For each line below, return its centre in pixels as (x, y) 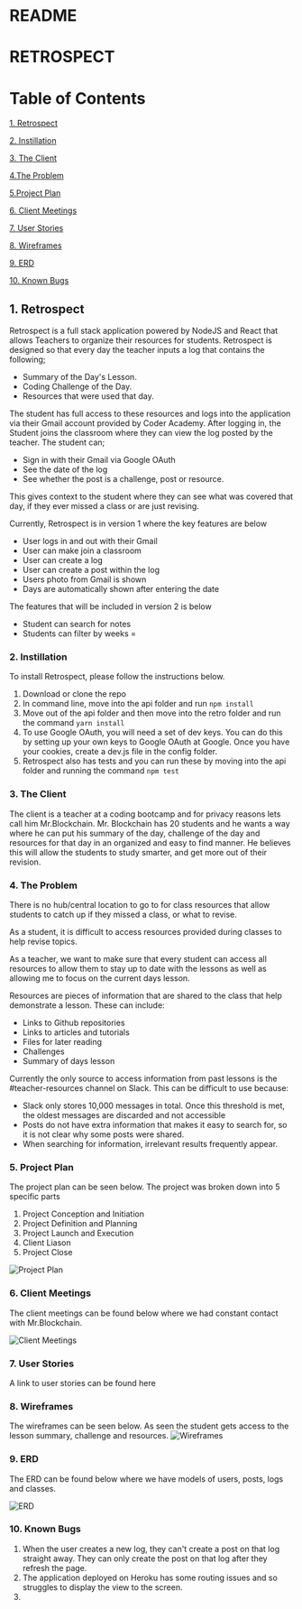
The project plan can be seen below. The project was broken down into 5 (145, 1187)
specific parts (35, 1197)
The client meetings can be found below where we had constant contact (144, 1313)
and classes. (33, 1488)
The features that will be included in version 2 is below (110, 606)
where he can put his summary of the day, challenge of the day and (135, 833)
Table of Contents (78, 98)
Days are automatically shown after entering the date (120, 589)
